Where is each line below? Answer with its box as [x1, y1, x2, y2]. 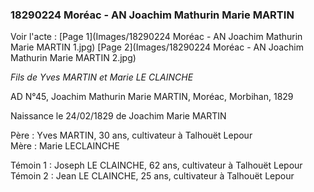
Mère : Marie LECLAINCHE [10, 140, 120, 152]
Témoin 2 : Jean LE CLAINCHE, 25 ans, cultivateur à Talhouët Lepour [10, 170, 295, 182]
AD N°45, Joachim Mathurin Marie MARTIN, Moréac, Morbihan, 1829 [10, 91, 294, 103]
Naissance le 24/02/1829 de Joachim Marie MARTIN [10, 110, 227, 122]
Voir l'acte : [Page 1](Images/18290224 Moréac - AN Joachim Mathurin [10, 31, 303, 43]
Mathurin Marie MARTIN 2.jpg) [10, 52, 137, 64]
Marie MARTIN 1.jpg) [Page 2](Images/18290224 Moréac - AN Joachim [10, 41, 304, 53]
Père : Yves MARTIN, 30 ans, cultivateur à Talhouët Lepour [10, 129, 253, 142]
